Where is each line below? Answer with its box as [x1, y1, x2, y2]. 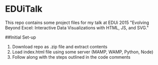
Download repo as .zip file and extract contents [12, 43, 108, 49]
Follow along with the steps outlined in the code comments [12, 54, 131, 60]
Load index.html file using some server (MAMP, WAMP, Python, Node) [12, 49, 154, 55]
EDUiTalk [5, 3, 43, 15]
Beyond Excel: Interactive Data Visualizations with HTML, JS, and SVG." [5, 24, 149, 30]
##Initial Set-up [5, 34, 37, 40]
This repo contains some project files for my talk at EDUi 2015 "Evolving [5, 20, 150, 25]
